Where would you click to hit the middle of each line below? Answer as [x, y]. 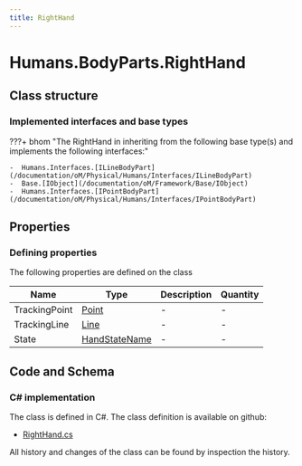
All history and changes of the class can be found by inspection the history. [150, 452]
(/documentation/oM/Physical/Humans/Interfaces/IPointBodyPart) [133, 199]
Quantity [240, 295]
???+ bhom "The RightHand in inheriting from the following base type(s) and [151, 141]
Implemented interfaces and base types [99, 121]
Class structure [54, 96]
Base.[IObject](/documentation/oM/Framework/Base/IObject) [135, 183]
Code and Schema [62, 371]
